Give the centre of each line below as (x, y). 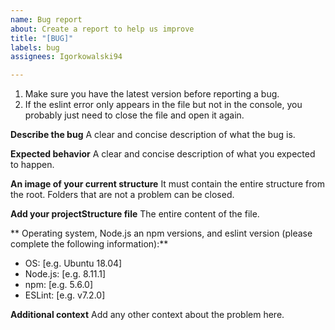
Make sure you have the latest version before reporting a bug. (152, 94)
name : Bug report (46, 19)
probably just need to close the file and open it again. (134, 115)
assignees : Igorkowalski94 (66, 57)
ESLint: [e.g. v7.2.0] (65, 295)
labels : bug (35, 47)
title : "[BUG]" (42, 38)
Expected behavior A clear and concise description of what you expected (163, 154)
